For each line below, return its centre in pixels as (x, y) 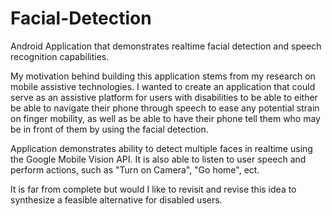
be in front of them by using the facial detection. (109, 129)
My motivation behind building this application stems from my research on (163, 76)
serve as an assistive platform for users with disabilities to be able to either (164, 97)
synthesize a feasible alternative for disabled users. (116, 199)
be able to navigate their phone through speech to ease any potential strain (165, 108)
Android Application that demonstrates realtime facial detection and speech (166, 46)
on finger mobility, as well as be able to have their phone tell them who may (165, 118)
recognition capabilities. (60, 56)
